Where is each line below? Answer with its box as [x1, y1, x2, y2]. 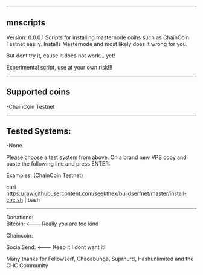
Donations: [6, 214, 33, 221]
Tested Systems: [6, 126, 71, 137]
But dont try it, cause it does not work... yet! [6, 52, 116, 59]
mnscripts [6, 18, 46, 28]
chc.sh [6, 196, 23, 204]
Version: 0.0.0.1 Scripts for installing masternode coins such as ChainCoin [6, 34, 189, 41]
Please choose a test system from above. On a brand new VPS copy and [6, 154, 187, 161]
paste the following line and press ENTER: [6, 160, 111, 167]
